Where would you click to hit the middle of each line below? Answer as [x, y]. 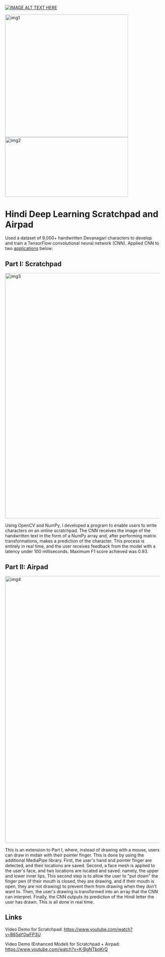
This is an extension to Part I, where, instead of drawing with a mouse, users [82, 850]
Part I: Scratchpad [33, 264]
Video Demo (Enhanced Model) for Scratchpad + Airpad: [63, 944]
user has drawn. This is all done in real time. [50, 902]
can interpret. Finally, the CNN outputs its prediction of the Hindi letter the [80, 897]
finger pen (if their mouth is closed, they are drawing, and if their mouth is [80, 881]
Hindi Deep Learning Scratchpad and [82, 214]
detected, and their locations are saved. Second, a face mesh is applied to [80, 866]
